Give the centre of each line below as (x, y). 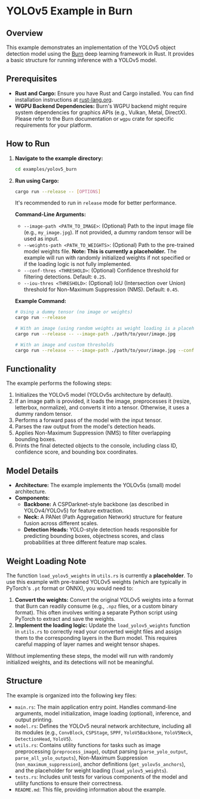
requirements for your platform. (53, 125)
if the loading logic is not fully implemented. (78, 264)
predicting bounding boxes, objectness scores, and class (94, 536)
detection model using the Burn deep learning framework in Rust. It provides (100, 54)
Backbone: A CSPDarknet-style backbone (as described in (96, 504)
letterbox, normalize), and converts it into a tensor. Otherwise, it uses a (102, 408)
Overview (25, 33)
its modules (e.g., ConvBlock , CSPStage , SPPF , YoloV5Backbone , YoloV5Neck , (104, 732)
